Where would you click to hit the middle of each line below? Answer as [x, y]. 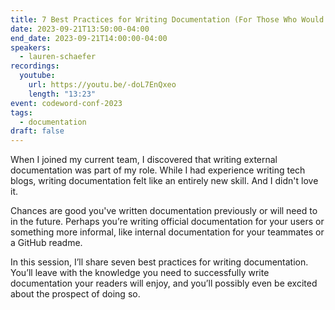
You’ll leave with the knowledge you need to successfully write [140, 273]
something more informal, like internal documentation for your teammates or [167, 232]
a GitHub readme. [46, 243]
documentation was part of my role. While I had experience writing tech [158, 170]
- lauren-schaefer [58, 57]
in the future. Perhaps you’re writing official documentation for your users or [167, 222]
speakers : [31, 47]
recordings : [35, 66]
